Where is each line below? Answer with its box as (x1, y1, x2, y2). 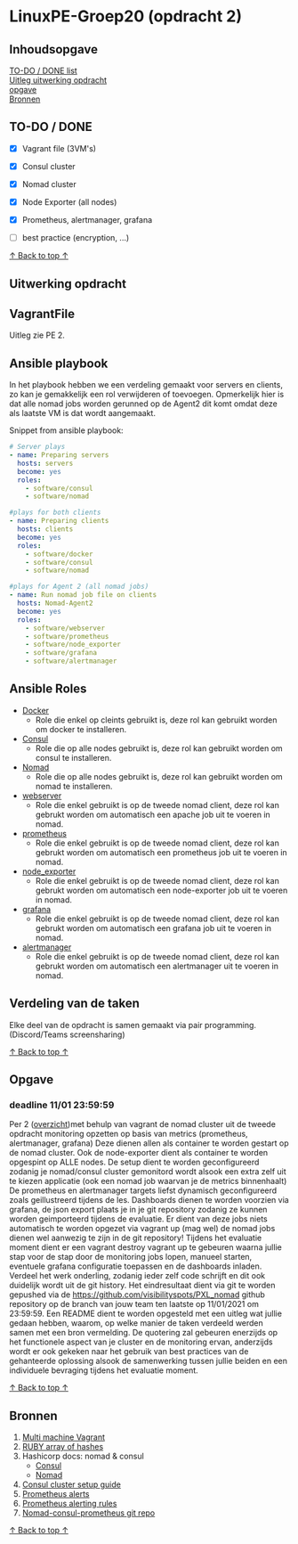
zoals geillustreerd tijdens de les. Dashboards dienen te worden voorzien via (9, 1195, 289, 1205)
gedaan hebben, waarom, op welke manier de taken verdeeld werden (9, 1318, 264, 1328)
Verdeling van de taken (9, 996, 141, 1011)
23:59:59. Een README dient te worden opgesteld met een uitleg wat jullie (9, 1308, 283, 1319)
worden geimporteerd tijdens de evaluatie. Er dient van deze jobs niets (9, 1213, 269, 1224)
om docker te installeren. (35, 723, 127, 734)
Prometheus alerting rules (21, 1499, 117, 1509)
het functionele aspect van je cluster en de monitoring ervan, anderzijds (9, 1336, 273, 1347)
